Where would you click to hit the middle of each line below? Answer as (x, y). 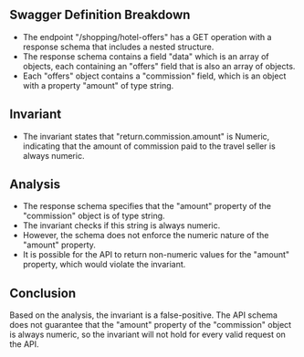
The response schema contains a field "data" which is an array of (146, 56)
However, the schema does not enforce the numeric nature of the (146, 236)
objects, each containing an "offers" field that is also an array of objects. (159, 66)
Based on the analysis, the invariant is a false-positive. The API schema (144, 315)
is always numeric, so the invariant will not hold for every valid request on (147, 335)
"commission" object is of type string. (94, 216)
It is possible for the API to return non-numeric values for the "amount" (156, 255)
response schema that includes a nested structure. (118, 47)
